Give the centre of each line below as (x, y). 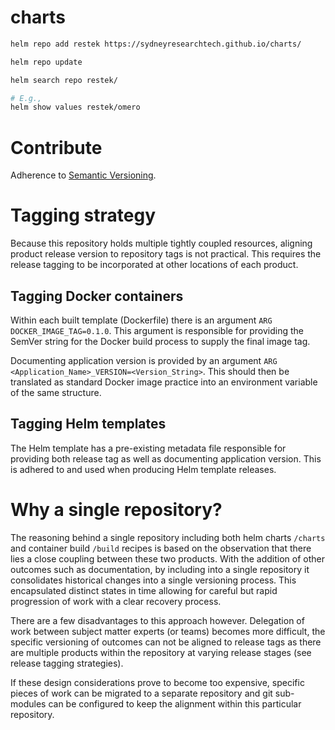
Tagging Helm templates (88, 424)
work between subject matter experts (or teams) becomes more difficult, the (168, 631)
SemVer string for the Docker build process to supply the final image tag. (160, 341)
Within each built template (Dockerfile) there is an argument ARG (141, 320)
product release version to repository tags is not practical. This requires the (166, 254)
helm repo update (46, 62)
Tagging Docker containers (97, 296)
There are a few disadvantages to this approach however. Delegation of (157, 620)
